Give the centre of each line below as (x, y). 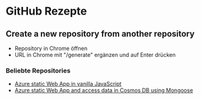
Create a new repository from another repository (100, 34)
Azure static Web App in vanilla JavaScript (68, 84)
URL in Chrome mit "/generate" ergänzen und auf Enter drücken (95, 55)
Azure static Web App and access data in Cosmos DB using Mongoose (104, 90)
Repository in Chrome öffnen (51, 48)
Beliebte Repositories (38, 70)
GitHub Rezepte (46, 11)
